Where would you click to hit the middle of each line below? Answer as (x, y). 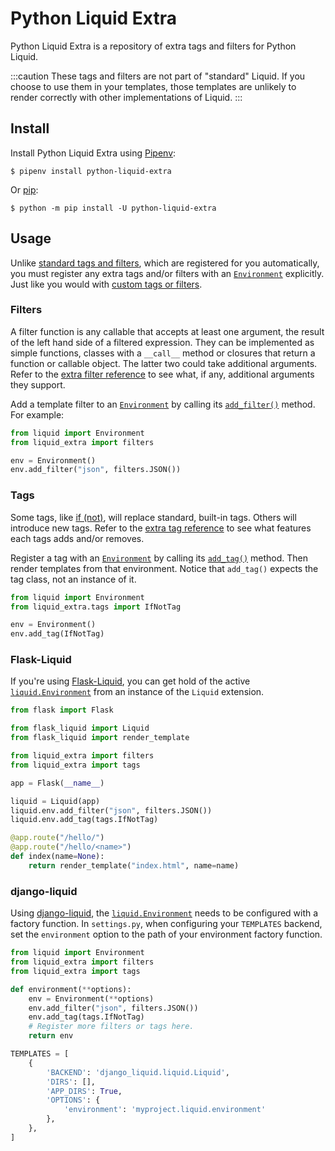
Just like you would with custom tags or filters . (106, 284)
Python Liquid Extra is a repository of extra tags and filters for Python (153, 46)
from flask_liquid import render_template (100, 738)
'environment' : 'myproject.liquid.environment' (165, 1110)
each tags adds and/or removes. (77, 538)
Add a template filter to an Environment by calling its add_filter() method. (163, 404)
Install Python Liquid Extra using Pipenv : (93, 153)
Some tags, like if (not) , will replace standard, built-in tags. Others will (153, 517)
